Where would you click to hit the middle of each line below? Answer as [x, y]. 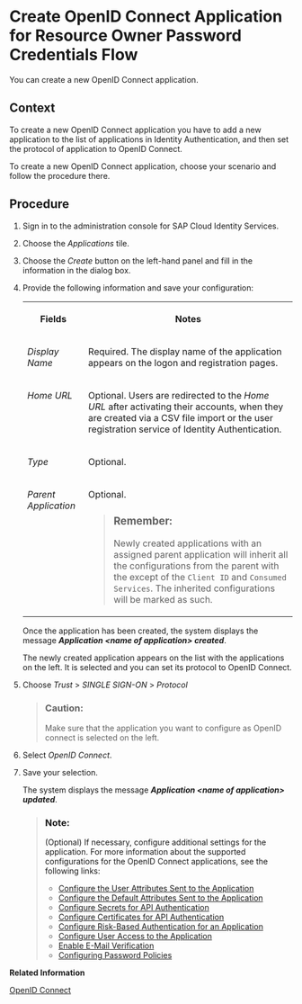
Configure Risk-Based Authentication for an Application [160, 927]
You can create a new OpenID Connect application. [104, 79]
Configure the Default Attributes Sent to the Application [160, 898]
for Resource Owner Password [126, 36]
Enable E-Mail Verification [106, 946]
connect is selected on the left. [102, 737]
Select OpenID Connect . [67, 755]
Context [32, 108]
